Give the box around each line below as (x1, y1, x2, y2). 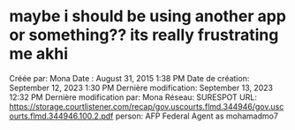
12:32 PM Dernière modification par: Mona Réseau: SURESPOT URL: (9, 91, 258, 103)
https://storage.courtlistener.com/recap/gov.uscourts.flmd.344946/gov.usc (9, 101, 284, 111)
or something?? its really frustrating (9, 25, 279, 45)
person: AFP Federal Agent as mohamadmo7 (115, 111, 278, 121)
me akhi (9, 44, 69, 64)
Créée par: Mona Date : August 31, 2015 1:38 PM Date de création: (9, 73, 250, 83)
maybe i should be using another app (9, 6, 287, 27)
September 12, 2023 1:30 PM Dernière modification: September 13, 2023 (9, 82, 274, 93)
